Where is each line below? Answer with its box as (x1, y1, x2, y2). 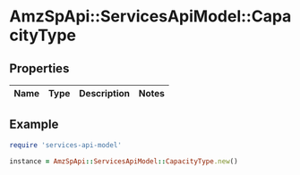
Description (79, 87, 130, 99)
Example (9, 117, 59, 132)
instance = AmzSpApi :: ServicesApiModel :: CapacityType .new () (9, 156, 239, 166)
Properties (9, 61, 70, 76)
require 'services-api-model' (9, 140, 123, 149)
